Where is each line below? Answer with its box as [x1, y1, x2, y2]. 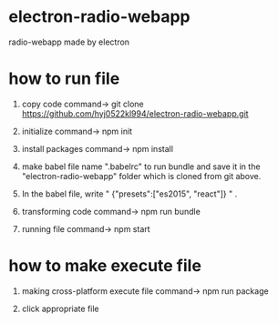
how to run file [8, 68, 120, 89]
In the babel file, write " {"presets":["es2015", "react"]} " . [21, 188, 238, 199]
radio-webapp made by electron [8, 36, 129, 47]
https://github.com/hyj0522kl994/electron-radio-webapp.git [21, 107, 249, 119]
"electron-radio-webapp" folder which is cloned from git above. [21, 170, 262, 181]
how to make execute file [8, 256, 202, 277]
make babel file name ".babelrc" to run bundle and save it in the [21, 161, 261, 172]
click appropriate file [21, 303, 99, 314]
